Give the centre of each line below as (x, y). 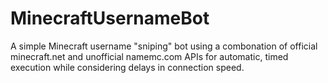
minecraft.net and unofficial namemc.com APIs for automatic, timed (149, 56)
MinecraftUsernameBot (110, 18)
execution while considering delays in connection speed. (127, 67)
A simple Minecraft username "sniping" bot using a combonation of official (164, 46)
